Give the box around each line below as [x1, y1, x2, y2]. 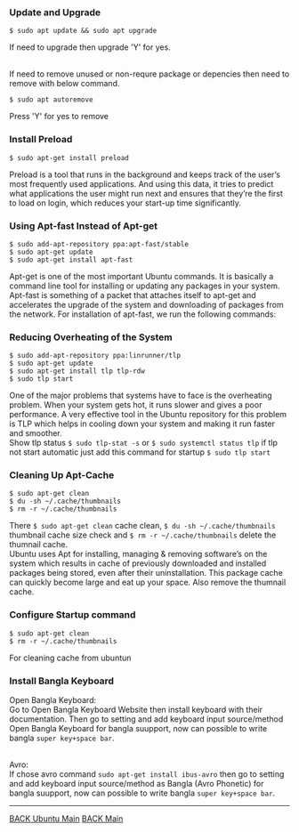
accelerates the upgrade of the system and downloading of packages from [9, 299, 284, 310]
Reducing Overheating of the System [9, 331, 173, 343]
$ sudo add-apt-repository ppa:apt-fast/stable [9, 239, 190, 248]
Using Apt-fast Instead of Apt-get [9, 220, 158, 232]
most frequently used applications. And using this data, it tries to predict [9, 178, 274, 189]
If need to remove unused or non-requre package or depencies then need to [9, 69, 290, 79]
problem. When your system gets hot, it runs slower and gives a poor [9, 400, 263, 410]
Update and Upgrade [9, 6, 101, 19]
